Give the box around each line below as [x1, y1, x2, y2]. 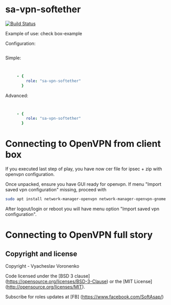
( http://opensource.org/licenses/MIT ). [5, 284, 85, 290]
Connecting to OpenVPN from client [5, 138, 161, 149]
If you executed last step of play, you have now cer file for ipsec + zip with [5, 166, 162, 172]
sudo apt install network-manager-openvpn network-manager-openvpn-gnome [5, 197, 166, 202]
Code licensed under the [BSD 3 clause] [5, 273, 90, 279]
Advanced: [5, 92, 28, 98]
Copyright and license [5, 249, 78, 258]
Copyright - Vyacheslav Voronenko [5, 263, 79, 269]
